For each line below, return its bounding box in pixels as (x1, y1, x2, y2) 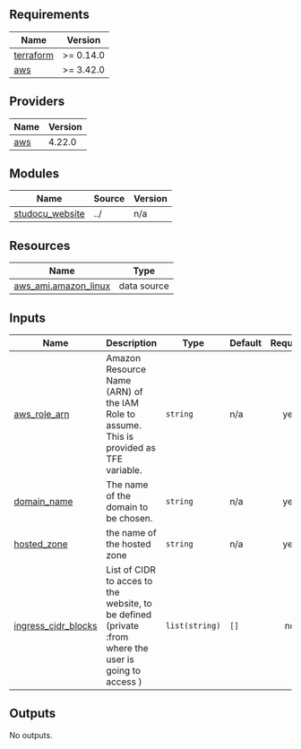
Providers (9, 94, 65, 109)
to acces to (106, 575, 153, 588)
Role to (106, 408, 136, 420)
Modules (9, 166, 60, 182)
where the (106, 642, 150, 655)
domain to (106, 501, 149, 513)
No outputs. (9, 729, 53, 740)
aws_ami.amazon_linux (13, 280, 110, 292)
